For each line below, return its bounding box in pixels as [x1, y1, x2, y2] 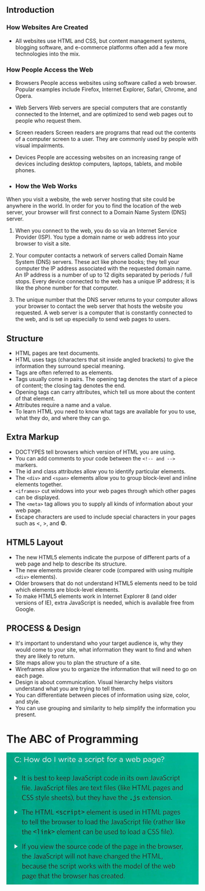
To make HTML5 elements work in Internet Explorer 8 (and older [15, 592, 177, 600]
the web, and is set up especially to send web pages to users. [15, 316, 171, 323]
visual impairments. [15, 142, 65, 149]
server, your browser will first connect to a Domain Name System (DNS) [6, 209, 187, 216]
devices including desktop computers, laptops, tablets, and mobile [15, 160, 182, 167]
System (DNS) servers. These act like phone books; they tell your [15, 258, 180, 266]
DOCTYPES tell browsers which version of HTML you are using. [15, 448, 176, 456]
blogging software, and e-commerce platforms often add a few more [15, 43, 188, 51]
